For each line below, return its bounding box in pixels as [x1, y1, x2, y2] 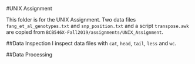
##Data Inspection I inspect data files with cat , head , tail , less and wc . [6, 40, 177, 47]
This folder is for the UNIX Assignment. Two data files [6, 16, 136, 23]
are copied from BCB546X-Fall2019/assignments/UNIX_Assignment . [6, 29, 163, 35]
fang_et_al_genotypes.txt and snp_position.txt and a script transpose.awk [6, 23, 189, 29]
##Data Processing [6, 51, 53, 58]
